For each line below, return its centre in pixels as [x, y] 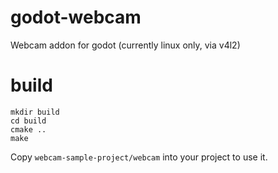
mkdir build [35, 112]
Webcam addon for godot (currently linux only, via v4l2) [125, 45]
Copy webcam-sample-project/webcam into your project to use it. [139, 157]
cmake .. [28, 129]
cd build [28, 121]
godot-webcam [76, 17]
